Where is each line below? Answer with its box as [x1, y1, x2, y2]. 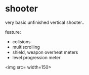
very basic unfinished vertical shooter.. [5, 19, 85, 25]
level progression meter [12, 54, 61, 60]
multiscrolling [12, 44, 40, 50]
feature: [5, 29, 21, 35]
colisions [12, 38, 31, 45]
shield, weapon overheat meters [12, 49, 78, 55]
